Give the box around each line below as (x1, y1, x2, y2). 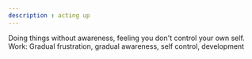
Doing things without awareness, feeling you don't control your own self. (8, 33, 246, 42)
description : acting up (8, 11, 90, 20)
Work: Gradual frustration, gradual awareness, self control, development (8, 41, 244, 51)
